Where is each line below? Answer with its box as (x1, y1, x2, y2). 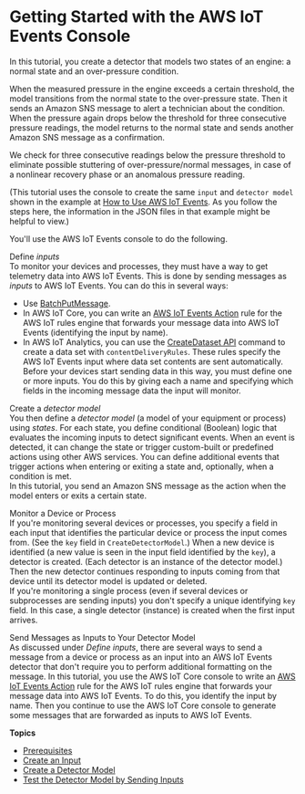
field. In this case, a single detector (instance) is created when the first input (9, 604, 295, 615)
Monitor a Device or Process (9, 507, 117, 518)
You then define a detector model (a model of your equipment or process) (9, 413, 287, 423)
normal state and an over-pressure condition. (9, 66, 179, 77)
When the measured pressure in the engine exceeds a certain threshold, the (9, 83, 295, 94)
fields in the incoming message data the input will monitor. (22, 385, 241, 396)
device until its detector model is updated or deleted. (9, 575, 208, 586)
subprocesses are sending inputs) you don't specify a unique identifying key (9, 595, 296, 606)
